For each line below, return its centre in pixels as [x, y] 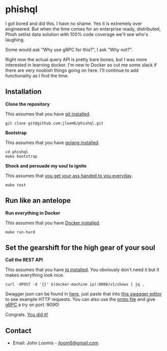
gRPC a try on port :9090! [32, 305]
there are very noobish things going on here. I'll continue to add [72, 70]
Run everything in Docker [33, 213]
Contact [18, 330]
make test [16, 185]
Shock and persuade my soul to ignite [46, 166]
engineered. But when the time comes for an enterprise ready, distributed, [83, 29]
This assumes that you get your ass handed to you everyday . [69, 175]
